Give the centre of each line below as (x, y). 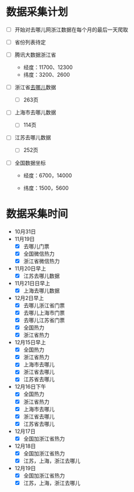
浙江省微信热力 (41, 261)
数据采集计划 (37, 12)
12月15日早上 (30, 343)
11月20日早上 (30, 268)
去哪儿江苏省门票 (44, 320)
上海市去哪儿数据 (35, 112)
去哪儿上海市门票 (44, 312)
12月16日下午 (30, 387)
